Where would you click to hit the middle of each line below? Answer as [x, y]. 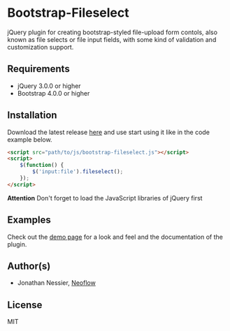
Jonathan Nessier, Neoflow [56, 283]
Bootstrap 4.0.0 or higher [53, 93]
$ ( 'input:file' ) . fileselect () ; [78, 172]
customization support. [41, 47]
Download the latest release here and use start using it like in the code [108, 132]
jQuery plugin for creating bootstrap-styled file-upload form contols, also [113, 32]
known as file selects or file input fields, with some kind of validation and [112, 39]
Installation [32, 116]
